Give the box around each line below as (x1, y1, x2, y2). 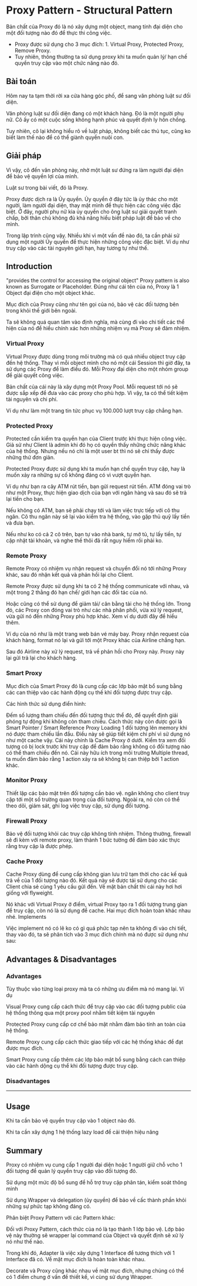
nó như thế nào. (6, 1238, 45, 1245)
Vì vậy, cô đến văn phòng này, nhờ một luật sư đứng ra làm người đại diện (6, 166, 184, 174)
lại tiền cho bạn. (6, 495, 45, 502)
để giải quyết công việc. (6, 371, 64, 378)
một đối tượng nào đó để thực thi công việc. (6, 29, 112, 36)
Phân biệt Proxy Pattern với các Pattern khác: (6, 1214, 116, 1221)
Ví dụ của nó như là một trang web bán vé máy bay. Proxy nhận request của (6, 630, 189, 637)
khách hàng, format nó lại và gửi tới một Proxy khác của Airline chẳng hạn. (6, 637, 186, 644)
